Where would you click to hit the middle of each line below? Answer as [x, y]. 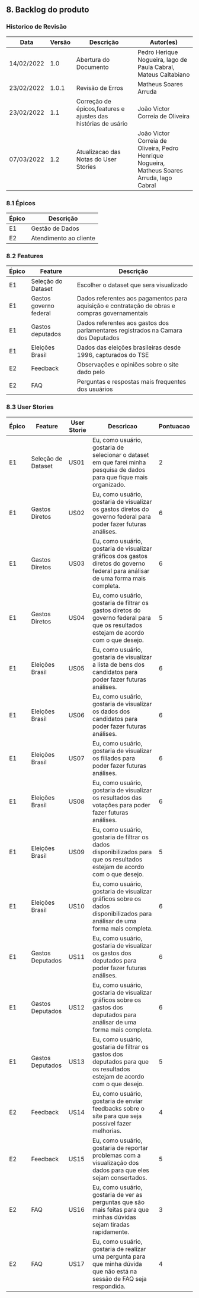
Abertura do [93, 59]
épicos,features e [100, 108]
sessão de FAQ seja [119, 1278]
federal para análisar [121, 570]
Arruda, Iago [155, 178]
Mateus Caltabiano [163, 74]
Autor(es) [164, 42]
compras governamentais [112, 313]
